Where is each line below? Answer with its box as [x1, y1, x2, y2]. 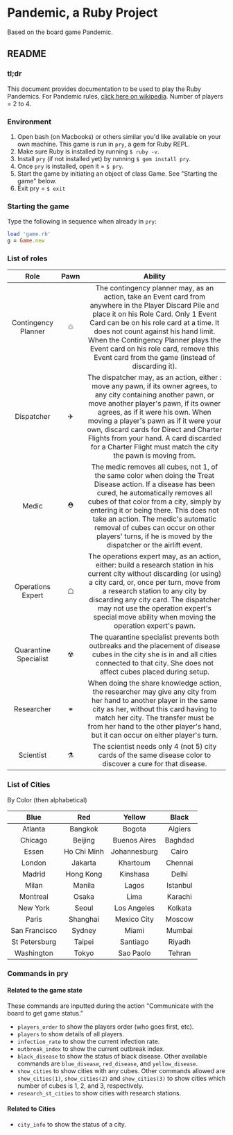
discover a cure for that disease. [102, 759, 207, 769]
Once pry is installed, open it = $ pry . [17, 162, 124, 170]
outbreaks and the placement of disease [89, 641, 221, 651]
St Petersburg [11, 936, 57, 946]
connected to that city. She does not [95, 658, 214, 668]
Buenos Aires [112, 835, 157, 845]
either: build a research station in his [96, 561, 214, 570]
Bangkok [69, 824, 98, 834]
